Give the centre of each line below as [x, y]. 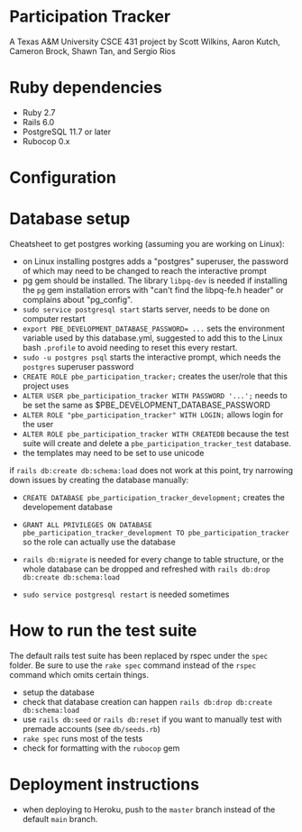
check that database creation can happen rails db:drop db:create [147, 701]
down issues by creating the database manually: [99, 480]
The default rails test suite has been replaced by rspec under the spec [139, 655]
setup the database [58, 692]
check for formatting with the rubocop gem [101, 748]
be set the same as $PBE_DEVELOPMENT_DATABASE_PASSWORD [146, 405]
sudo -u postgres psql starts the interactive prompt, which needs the [151, 357]
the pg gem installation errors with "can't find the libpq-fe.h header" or [153, 290]
